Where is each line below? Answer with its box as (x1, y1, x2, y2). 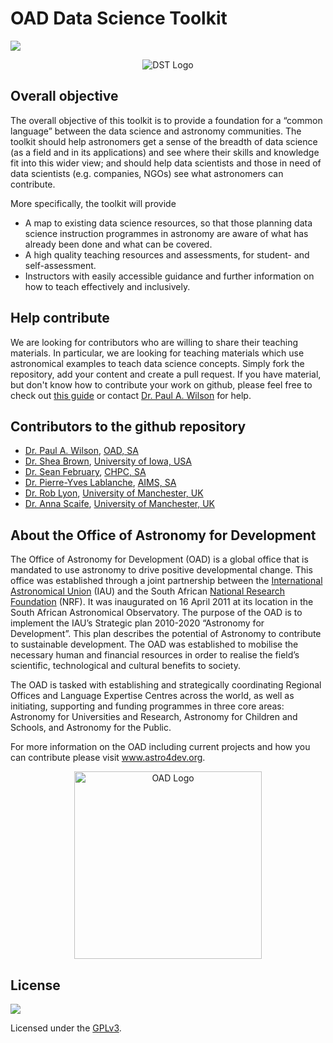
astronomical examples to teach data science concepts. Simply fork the (10, 357, 305, 369)
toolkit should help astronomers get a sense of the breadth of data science (10, 135, 318, 147)
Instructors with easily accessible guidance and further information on (24, 270, 315, 282)
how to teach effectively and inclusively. (24, 280, 191, 292)
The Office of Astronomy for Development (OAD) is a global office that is (10, 553, 309, 566)
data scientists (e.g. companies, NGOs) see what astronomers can (10, 167, 284, 179)
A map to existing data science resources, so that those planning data (24, 217, 313, 229)
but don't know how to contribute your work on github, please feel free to (10, 378, 313, 391)
